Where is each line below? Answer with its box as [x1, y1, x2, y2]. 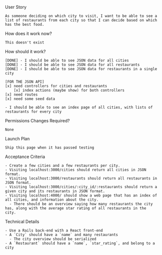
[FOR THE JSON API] [5, 79, 45, 84]
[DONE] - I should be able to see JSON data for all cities [5, 58, 130, 63]
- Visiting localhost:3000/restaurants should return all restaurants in [5, 176, 158, 181]
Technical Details [5, 219, 40, 224]
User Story [5, 4, 27, 10]
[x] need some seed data [5, 97, 55, 101]
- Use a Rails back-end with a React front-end [5, 228, 103, 233]
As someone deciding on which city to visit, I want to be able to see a [5, 14, 158, 19]
